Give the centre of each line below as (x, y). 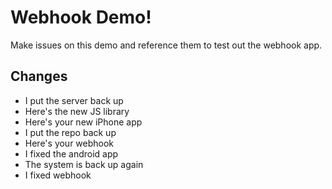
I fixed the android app (71, 153)
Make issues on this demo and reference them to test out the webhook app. (166, 45)
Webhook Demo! (81, 17)
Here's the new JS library (77, 111)
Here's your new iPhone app (83, 122)
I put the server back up (74, 100)
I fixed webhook (58, 175)
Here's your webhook (69, 143)
